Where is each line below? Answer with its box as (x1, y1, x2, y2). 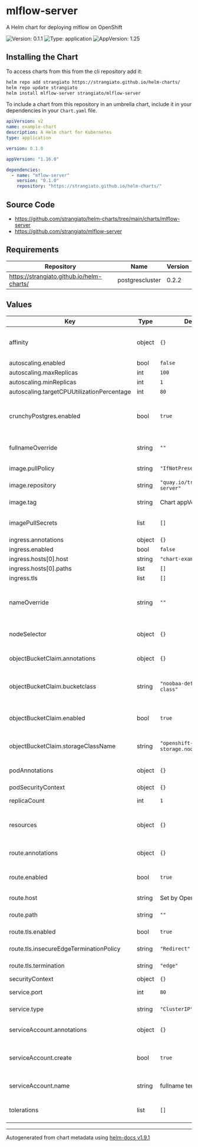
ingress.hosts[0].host (9, 555, 69, 563)
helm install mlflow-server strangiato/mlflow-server (6, 90, 141, 96)
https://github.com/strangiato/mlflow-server (14, 228, 123, 235)
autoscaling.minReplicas (9, 378, 77, 386)
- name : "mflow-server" (11, 172, 70, 178)
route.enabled (9, 873, 48, 881)
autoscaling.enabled (9, 358, 65, 367)
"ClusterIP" (160, 1006, 193, 1012)
